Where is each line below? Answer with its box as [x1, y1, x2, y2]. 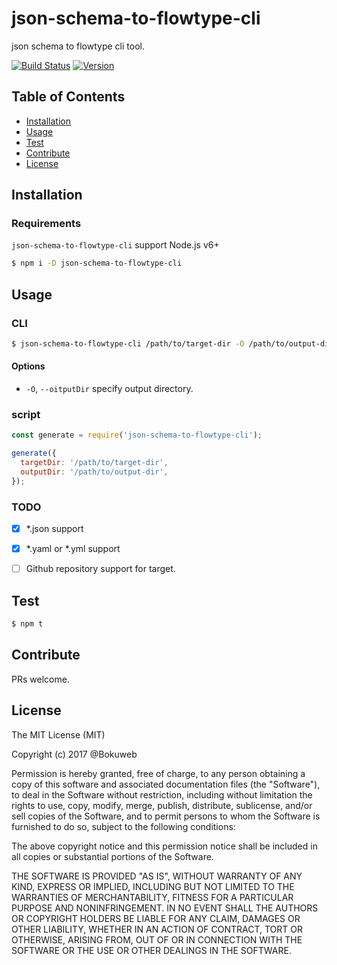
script [11, 408, 41, 421]
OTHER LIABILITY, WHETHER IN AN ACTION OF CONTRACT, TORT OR [11, 923, 303, 935]
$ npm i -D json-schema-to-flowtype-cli [11, 258, 183, 269]
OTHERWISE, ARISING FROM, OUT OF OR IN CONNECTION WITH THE [11, 933, 303, 946]
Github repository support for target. [25, 563, 176, 575]
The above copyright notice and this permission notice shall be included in [11, 840, 318, 852]
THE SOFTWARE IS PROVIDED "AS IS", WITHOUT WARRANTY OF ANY [11, 870, 303, 882]
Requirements [11, 217, 82, 231]
